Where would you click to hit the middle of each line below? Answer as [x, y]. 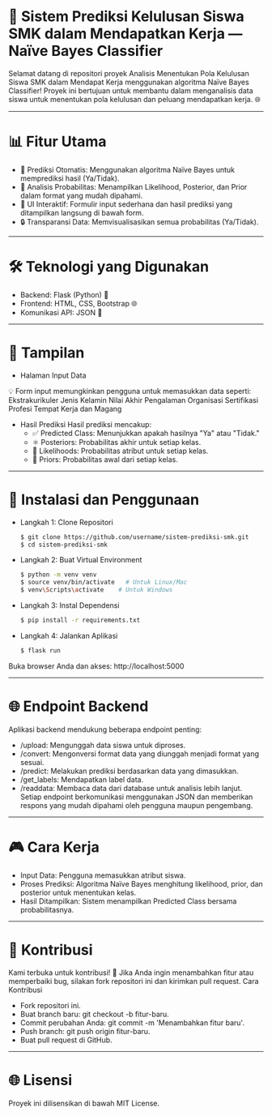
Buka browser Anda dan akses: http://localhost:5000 [96, 666]
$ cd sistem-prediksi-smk [64, 545]
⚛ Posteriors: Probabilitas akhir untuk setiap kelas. [117, 442]
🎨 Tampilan [47, 353]
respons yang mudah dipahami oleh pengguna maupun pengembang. [136, 805]
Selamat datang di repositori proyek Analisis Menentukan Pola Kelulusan [129, 73]
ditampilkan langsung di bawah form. [82, 212]
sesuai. [32, 762]
